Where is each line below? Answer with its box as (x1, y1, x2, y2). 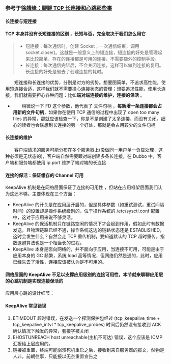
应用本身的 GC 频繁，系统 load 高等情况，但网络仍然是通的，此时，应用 (12, 253, 163, 259)
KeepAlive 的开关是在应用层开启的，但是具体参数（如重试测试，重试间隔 (12, 202, 164, 208)
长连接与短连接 (5, 18, 37, 24)
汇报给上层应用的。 (12, 340, 53, 347)
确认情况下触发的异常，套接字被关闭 (12, 327, 89, 334)
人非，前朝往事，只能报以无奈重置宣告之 (12, 353, 98, 359)
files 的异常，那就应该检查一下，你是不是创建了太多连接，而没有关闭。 (12, 116, 161, 122)
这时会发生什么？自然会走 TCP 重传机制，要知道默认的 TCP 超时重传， (12, 233, 161, 240)
